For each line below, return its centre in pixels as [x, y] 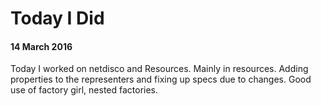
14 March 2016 [41, 46]
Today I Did [57, 18]
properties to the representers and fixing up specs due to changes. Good [161, 79]
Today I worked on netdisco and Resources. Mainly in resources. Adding [159, 69]
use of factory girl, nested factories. [84, 90]
